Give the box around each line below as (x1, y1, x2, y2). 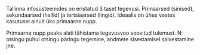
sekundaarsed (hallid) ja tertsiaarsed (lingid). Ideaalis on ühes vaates (6, 11, 176, 19)
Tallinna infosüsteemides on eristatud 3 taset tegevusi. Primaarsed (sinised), (6, 5, 194, 12)
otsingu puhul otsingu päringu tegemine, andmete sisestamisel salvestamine (6, 36, 194, 42)
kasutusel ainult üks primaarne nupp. (6, 18, 97, 25)
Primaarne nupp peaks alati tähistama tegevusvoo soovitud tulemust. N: (6, 29, 183, 36)
